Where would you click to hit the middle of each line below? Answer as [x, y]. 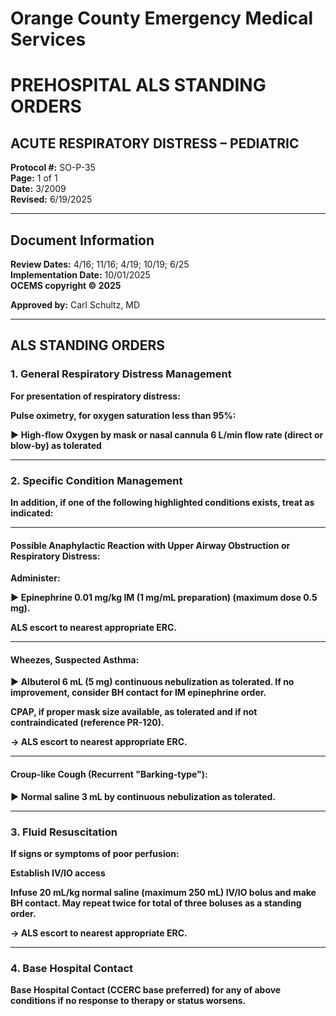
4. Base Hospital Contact [71, 968]
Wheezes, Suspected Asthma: [75, 659]
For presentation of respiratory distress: [95, 396]
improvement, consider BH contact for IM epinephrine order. [138, 693]
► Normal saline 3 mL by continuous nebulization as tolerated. [143, 796]
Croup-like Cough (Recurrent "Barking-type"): [109, 774]
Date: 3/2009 [38, 189]
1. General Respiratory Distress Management [121, 374]
